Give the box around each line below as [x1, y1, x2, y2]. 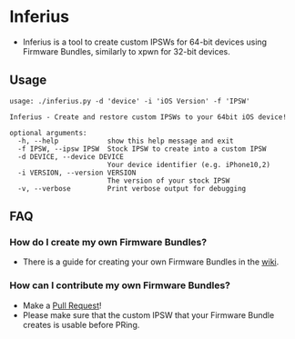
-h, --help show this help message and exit [17, 136, 234, 145]
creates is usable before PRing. [22, 319, 140, 330]
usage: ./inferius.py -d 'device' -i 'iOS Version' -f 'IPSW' [9, 96, 250, 105]
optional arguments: [9, 128, 88, 137]
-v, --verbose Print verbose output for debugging [17, 184, 247, 193]
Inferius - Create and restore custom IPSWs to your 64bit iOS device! [9, 112, 287, 122]
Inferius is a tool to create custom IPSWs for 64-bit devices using [22, 36, 267, 47]
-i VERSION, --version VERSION [17, 168, 137, 177]
